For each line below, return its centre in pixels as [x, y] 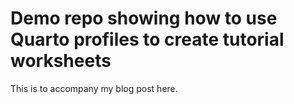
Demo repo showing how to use [144, 18]
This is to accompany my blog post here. [94, 88]
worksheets [61, 61]
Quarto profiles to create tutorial [147, 39]
